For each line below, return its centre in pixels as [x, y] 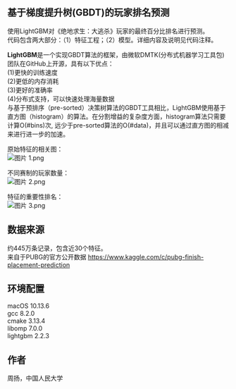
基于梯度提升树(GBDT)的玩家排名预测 [89, 13]
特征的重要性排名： [35, 197]
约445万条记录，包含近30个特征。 [57, 248]
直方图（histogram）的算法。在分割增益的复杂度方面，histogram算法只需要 [117, 116]
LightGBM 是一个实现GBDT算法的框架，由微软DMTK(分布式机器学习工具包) [116, 54]
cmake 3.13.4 [26, 321]
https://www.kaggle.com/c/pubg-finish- [146, 257]
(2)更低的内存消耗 [33, 81]
